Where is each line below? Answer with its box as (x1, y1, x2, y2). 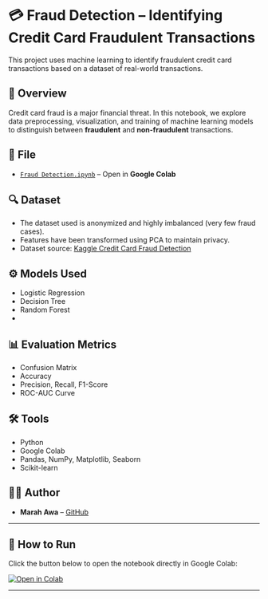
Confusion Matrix (19, 363, 77, 372)
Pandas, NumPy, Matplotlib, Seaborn (19, 454, 141, 463)
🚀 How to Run (8, 538, 77, 551)
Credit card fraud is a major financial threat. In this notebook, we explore (8, 108, 246, 117)
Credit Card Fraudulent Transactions (8, 29, 255, 47)
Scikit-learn (19, 463, 58, 472)
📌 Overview (8, 87, 67, 100)
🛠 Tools (8, 412, 49, 426)
